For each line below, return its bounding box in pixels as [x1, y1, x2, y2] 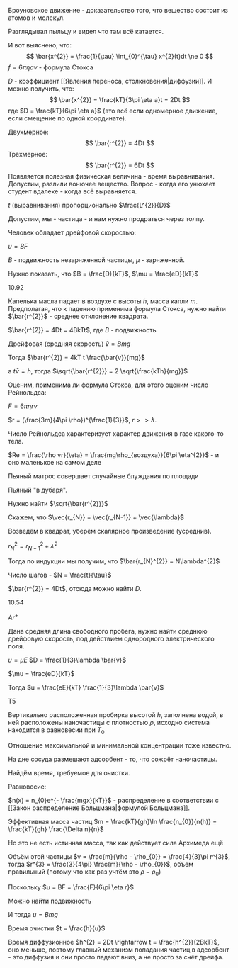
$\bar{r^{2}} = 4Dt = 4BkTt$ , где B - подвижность [8, 326, 157, 334]
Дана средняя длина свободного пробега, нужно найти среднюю [8, 627, 208, 636]
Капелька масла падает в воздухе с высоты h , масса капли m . [8, 297, 198, 305]
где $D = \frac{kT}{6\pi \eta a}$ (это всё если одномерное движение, [8, 106, 218, 115]
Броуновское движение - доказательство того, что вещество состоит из [8, 6, 229, 14]
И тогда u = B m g [8, 910, 59, 918]
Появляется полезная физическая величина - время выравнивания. [8, 172, 215, 180]
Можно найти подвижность [8, 896, 91, 905]
